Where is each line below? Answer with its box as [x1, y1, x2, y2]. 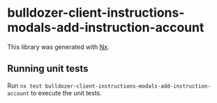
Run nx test [7, 81, 43, 90]
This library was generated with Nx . [7, 42, 110, 51]
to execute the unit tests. [31, 88, 103, 97]
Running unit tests [7, 63, 89, 74]
